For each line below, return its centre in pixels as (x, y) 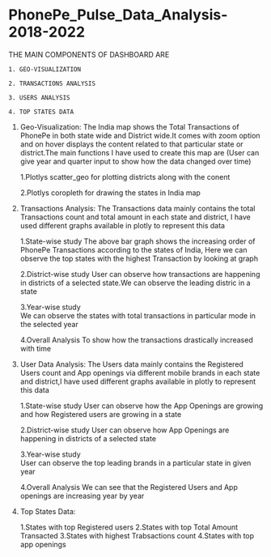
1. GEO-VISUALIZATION (45, 69)
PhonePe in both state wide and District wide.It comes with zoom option (140, 135)
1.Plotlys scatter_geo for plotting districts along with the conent (125, 176)
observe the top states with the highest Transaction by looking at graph (139, 258)
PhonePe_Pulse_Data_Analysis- (118, 15)
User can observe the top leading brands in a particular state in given (135, 462)
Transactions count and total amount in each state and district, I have (135, 217)
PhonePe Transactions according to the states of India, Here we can (133, 249)
